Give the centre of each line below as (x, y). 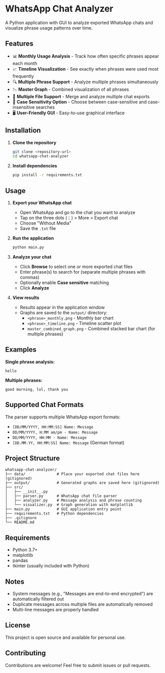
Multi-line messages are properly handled (55, 609)
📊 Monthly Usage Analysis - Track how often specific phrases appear (85, 56)
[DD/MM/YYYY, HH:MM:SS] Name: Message (53, 427)
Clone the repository (34, 142)
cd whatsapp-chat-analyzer (40, 156)
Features (19, 44)
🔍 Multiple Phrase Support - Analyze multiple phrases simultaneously (85, 82)
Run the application (33, 238)
